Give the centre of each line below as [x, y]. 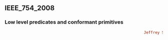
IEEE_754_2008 [30, 8]
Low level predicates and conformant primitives [64, 22]
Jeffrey [152, 32]
